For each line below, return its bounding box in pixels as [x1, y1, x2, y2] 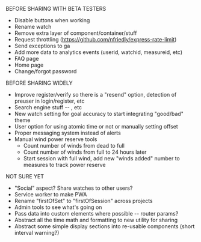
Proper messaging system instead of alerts [14, 129, 121, 136]
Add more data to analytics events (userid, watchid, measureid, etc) [14, 49, 183, 56]
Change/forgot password [14, 68, 77, 74]
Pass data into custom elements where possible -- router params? [14, 210, 179, 217]
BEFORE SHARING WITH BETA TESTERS [5, 5, 107, 12]
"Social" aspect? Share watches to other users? [14, 184, 133, 192]
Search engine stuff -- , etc [14, 104, 82, 110]
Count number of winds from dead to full [23, 142, 125, 149]
